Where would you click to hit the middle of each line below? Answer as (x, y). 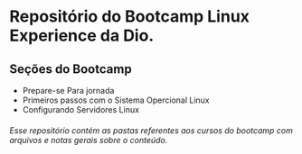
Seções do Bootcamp (71, 69)
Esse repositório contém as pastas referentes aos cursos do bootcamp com (151, 130)
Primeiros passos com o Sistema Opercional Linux (116, 100)
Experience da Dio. (82, 36)
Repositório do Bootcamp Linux (130, 17)
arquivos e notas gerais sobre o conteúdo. (89, 140)
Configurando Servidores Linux (81, 109)
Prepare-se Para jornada (68, 91)
